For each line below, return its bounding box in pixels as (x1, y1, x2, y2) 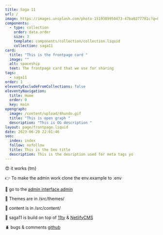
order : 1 (5, 79, 23, 84)
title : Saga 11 (5, 7, 36, 12)
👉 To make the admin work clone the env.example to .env (5, 175, 122, 181)
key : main (9, 102, 29, 107)
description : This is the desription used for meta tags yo (9, 152, 133, 157)
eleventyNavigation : (5, 89, 47, 93)
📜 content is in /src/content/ (5, 205, 61, 211)
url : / (5, 12, 18, 17)
